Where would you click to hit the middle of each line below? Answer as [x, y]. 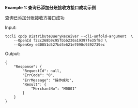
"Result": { [35, 84]
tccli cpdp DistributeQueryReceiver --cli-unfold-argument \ [69, 36]
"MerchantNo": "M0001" [54, 89]
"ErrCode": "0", [39, 75]
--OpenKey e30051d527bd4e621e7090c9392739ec [59, 45]
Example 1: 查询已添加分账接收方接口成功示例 [50, 7]
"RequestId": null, [42, 71]
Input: [11, 27]
